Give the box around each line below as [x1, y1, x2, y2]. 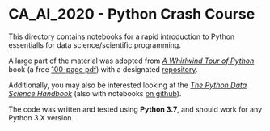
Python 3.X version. [8, 112, 74, 122]
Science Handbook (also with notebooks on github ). [8, 88, 182, 98]
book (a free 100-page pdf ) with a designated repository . [8, 64, 198, 74]
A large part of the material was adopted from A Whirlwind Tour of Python [8, 56, 255, 65]
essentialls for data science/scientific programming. [8, 40, 182, 49]
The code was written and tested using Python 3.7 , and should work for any [8, 104, 263, 114]
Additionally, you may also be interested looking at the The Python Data [8, 80, 247, 90]
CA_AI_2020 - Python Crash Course [8, 5, 255, 23]
